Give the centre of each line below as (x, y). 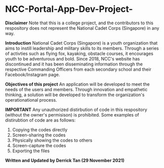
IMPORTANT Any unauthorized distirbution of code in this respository (76, 110)
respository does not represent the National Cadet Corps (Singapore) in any (82, 28)
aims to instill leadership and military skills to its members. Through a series (82, 48)
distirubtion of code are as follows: (40, 120)
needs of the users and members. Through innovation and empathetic (76, 89)
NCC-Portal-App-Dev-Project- (69, 9)
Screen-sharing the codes (39, 135)
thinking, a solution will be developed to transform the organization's (75, 95)
